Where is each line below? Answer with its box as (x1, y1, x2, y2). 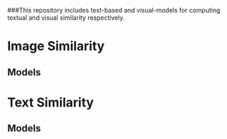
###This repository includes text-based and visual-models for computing (7, 6, 221, 14)
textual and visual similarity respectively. (7, 13, 125, 22)
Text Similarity (7, 95, 94, 110)
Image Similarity (7, 38, 105, 54)
